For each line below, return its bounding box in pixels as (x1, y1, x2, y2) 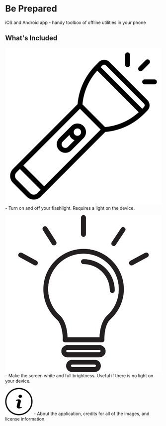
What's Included (5, 34, 58, 42)
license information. (5, 416, 46, 422)
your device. (5, 378, 31, 384)
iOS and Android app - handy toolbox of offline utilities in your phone (5, 19, 146, 25)
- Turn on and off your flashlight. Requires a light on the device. (5, 205, 135, 211)
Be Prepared (5, 3, 57, 14)
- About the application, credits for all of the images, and (33, 411, 150, 417)
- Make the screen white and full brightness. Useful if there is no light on (5, 372, 154, 379)
